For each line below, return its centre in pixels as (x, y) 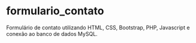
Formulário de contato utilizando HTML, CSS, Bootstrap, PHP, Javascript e (98, 27)
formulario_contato (55, 11)
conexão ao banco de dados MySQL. (52, 33)
